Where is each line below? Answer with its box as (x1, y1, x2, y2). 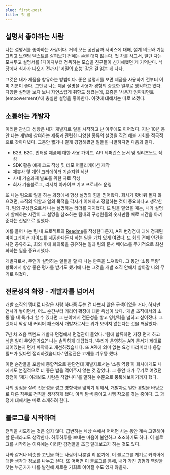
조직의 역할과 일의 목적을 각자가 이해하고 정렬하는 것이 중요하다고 (20, 198, 149, 205)
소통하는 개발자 (5, 112, 50, 120)
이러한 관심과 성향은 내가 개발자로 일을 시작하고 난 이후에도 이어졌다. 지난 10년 (5, 126, 160, 132)
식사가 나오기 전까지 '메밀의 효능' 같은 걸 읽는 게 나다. (18, 65, 124, 72)
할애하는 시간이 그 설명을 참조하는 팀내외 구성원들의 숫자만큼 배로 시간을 (10, 211, 153, 217)
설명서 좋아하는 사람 (5, 32, 64, 41)
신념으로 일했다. (18, 218, 50, 224)
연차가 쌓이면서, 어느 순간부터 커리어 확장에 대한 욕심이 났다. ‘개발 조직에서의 (5, 308, 157, 314)
